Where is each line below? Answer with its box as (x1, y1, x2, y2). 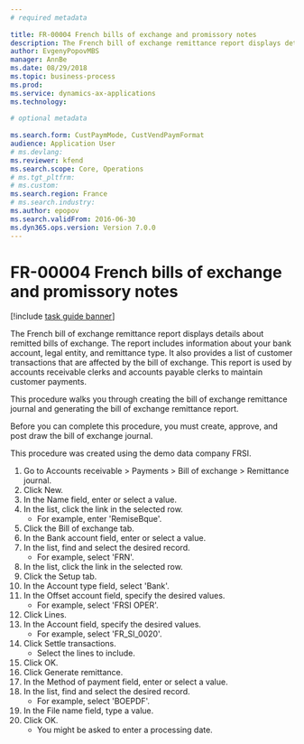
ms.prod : (10, 80, 43, 89)
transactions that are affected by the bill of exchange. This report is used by (10, 358, 292, 368)
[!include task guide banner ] (10, 311, 115, 321)
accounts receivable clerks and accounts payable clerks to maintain (10, 367, 263, 377)
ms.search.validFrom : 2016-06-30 (10, 214, 136, 224)
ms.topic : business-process (10, 72, 116, 81)
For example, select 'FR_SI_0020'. (36, 628, 162, 639)
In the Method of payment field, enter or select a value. (23, 676, 228, 687)
